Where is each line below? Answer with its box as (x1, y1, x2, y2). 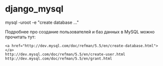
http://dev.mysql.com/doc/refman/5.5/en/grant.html (5, 56, 112, 61)
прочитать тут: (5, 34, 36, 40)
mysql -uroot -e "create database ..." (5, 19, 79, 25)
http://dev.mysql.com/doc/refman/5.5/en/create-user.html (5, 52, 125, 57)
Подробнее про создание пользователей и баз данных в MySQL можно (5, 29, 155, 34)
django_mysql (5, 3, 63, 15)
